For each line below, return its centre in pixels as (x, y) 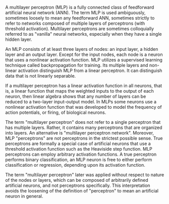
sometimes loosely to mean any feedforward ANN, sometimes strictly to (80, 18)
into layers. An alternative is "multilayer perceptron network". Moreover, (80, 133)
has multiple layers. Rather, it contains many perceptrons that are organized (84, 127)
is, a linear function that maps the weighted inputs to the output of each (79, 91)
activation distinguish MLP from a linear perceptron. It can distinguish (90, 71)
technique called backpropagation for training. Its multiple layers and (77, 65)
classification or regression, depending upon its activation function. (75, 165)
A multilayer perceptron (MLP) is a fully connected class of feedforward (80, 7)
